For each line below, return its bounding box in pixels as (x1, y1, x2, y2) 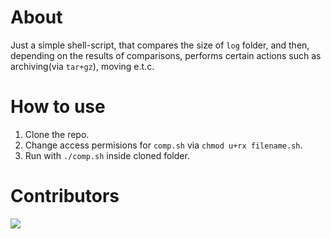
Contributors (10, 185, 120, 208)
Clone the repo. (24, 128, 90, 140)
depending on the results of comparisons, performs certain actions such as (10, 49, 322, 61)
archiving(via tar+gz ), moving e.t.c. (10, 60, 155, 72)
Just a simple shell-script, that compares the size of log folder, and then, (10, 39, 310, 51)
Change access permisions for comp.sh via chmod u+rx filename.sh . (24, 139, 303, 151)
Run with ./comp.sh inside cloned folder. (24, 149, 190, 161)
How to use (10, 96, 106, 118)
